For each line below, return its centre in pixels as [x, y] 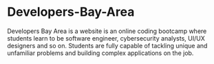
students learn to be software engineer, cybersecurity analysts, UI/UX [106, 38]
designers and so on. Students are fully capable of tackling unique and [107, 45]
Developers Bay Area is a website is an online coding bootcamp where [107, 31]
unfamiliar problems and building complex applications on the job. [100, 53]
